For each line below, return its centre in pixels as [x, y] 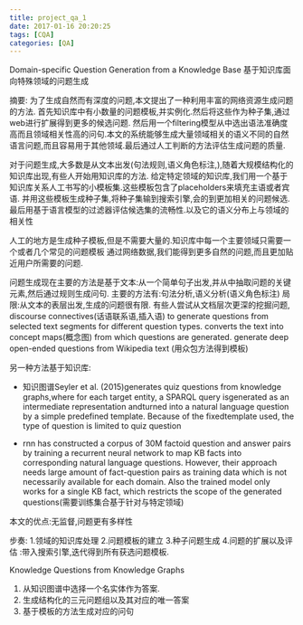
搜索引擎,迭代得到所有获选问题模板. [104, 552]
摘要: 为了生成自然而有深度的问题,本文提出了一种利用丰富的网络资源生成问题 [151, 100]
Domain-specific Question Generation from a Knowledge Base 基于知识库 [146, 70]
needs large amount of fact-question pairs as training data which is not [155, 472]
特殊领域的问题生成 [52, 81]
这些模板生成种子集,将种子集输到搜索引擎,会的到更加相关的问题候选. [164, 199]
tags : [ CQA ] [32, 34]
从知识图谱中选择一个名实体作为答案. [91, 589]
